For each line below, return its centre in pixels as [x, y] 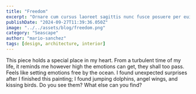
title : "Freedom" [27, 11]
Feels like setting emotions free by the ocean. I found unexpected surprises [97, 73]
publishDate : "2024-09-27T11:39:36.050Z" [57, 22]
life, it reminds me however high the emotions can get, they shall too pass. [95, 66]
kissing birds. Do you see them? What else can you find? [74, 85]
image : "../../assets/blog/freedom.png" [56, 28]
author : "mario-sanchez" [36, 38]
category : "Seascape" [32, 33]
